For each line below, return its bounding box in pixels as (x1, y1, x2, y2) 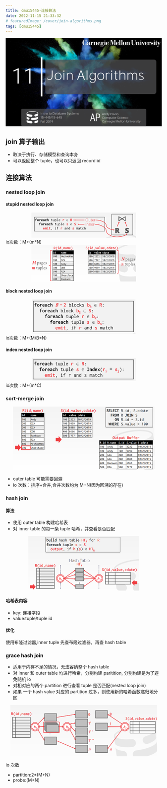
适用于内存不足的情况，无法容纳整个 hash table (12, 664, 110, 670)
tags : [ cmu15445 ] (5, 24, 42, 29)
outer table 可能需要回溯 (12, 476, 62, 482)
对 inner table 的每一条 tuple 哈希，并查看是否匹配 (12, 526, 115, 532)
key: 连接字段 (12, 610, 40, 616)
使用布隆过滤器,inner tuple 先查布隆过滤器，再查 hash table (5, 640, 126, 645)
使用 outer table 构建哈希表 (12, 519, 68, 526)
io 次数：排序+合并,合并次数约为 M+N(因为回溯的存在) (12, 482, 123, 488)
